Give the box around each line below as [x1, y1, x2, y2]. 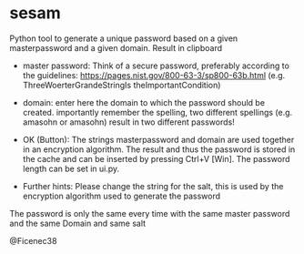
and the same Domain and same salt [9, 218, 147, 229]
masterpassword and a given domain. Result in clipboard [9, 42, 223, 53]
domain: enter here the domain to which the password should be [22, 97, 266, 107]
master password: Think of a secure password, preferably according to [22, 60, 289, 71]
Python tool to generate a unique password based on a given [9, 33, 238, 44]
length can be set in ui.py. [22, 163, 120, 174]
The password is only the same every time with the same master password [9, 208, 290, 218]
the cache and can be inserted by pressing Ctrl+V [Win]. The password [22, 153, 290, 164]
